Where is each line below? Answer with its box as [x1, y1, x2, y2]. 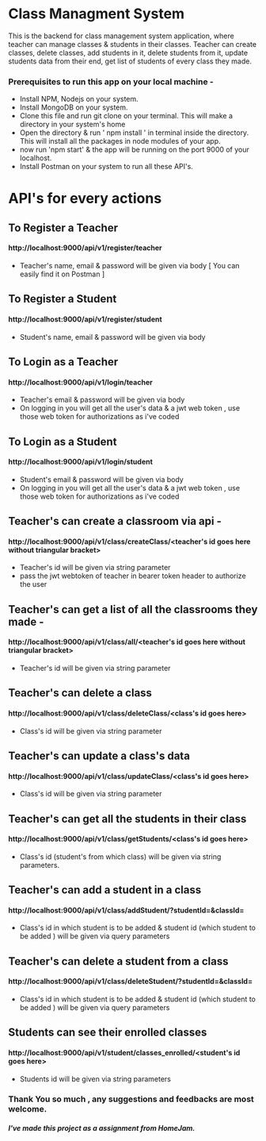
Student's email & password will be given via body [19, 474, 184, 484]
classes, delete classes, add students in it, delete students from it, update [8, 48, 248, 57]
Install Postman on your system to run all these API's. [19, 162, 194, 172]
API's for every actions [8, 190, 162, 207]
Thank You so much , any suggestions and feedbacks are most [8, 1093, 255, 1104]
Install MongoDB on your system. [19, 102, 128, 112]
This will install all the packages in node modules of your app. [19, 137, 221, 146]
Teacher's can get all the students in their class [8, 811, 247, 826]
